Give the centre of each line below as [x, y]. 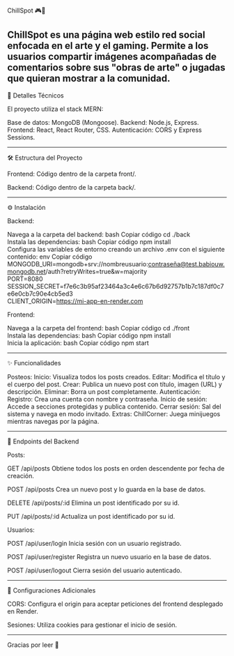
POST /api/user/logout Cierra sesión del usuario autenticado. [95, 570]
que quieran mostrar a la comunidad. [89, 78]
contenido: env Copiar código [50, 257]
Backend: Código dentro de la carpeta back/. [72, 187]
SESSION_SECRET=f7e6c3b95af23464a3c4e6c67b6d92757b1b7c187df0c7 [116, 286]
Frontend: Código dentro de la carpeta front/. [72, 174]
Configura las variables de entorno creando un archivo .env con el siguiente [116, 249]
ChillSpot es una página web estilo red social [106, 35]
